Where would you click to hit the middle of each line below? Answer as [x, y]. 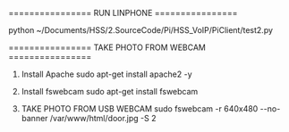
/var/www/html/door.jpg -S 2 [103, 118]
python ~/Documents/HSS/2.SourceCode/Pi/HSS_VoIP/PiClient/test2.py [141, 30]
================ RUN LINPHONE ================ [123, 13]
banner [34, 118]
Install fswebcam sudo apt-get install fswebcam [110, 91]
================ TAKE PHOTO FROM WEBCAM [107, 47]
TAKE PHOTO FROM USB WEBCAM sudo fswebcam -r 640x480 [140, 109]
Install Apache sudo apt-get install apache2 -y [107, 74]
